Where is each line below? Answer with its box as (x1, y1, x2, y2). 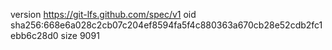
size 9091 (60, 30, 100, 41)
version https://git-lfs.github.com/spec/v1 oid (10, 9, 197, 20)
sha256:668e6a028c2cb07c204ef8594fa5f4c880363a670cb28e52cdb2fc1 (10, 19, 323, 31)
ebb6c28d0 (10, 30, 59, 41)
